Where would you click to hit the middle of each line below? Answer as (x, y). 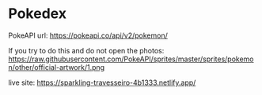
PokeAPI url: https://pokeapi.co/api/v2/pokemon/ (88, 35)
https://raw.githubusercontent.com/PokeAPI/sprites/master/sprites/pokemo (131, 59)
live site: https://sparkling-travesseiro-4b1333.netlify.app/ (102, 82)
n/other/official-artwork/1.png (57, 67)
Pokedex (38, 14)
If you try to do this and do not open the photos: (86, 50)
